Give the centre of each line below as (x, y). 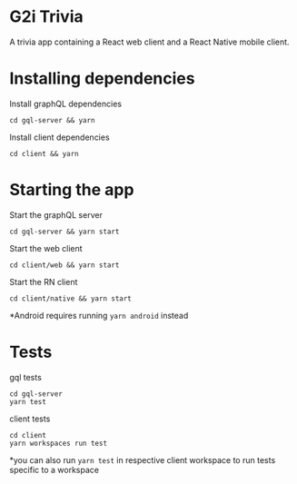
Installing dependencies (102, 79)
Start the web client (46, 248)
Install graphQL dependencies (66, 104)
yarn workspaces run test (58, 443)
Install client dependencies (60, 137)
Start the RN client (44, 282)
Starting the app (72, 190)
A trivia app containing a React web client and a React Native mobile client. (149, 42)
